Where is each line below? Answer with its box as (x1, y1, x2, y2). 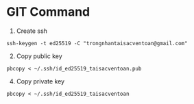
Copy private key (16, 77, 65, 86)
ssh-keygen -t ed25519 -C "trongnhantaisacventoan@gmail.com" (6, 40, 188, 47)
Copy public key (16, 52, 62, 60)
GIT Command (6, 4, 90, 20)
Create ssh (16, 27, 47, 35)
